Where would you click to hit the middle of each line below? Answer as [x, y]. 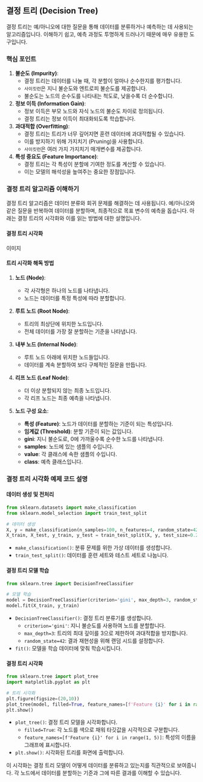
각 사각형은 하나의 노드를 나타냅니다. [67, 290]
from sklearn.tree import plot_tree [52, 677]
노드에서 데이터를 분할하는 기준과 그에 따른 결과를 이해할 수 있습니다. [101, 773]
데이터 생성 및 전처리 [30, 494]
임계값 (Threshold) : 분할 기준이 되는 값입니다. [79, 431]
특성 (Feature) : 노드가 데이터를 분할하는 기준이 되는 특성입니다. [98, 423]
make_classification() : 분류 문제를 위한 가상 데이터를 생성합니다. [93, 548]
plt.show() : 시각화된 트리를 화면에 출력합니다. [70, 752]
